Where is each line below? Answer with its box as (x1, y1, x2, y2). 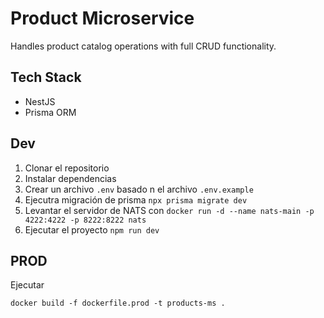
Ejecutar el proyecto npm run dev (24, 223, 160, 236)
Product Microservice (10, 7, 195, 30)
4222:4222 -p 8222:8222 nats (24, 215, 147, 225)
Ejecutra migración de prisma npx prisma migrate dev (24, 193, 248, 206)
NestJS (24, 95, 56, 107)
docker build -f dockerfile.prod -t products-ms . (10, 298, 226, 309)
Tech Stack (10, 69, 82, 86)
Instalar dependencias (24, 172, 117, 184)
